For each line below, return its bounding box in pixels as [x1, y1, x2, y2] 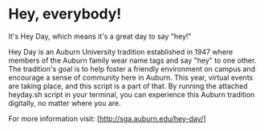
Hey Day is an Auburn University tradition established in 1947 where [8, 47, 234, 56]
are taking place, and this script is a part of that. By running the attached [8, 81, 248, 91]
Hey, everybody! [8, 5, 122, 23]
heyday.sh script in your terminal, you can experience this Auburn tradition [8, 89, 255, 99]
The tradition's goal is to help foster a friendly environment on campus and [8, 63, 255, 73]
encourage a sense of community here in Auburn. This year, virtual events [8, 72, 254, 82]
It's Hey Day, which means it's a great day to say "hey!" [8, 31, 192, 41]
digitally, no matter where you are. [8, 98, 121, 108]
